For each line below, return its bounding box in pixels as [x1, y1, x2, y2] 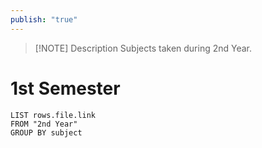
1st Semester [10, 77, 121, 100]
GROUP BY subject [10, 127, 83, 138]
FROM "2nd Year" [10, 119, 78, 129]
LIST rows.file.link [10, 110, 97, 120]
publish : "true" [10, 14, 78, 25]
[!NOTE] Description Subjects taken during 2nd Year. [34, 42, 253, 54]
